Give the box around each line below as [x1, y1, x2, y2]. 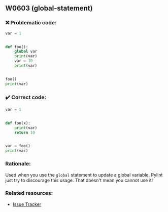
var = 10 [14, 58, 33, 64]
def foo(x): [5, 120, 30, 125]
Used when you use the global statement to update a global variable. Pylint [5, 172, 163, 178]
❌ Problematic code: [5, 19, 57, 26]
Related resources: [5, 190, 53, 197]
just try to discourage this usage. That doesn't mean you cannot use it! [5, 177, 153, 183]
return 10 [14, 130, 36, 135]
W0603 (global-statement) [5, 4, 93, 13]
